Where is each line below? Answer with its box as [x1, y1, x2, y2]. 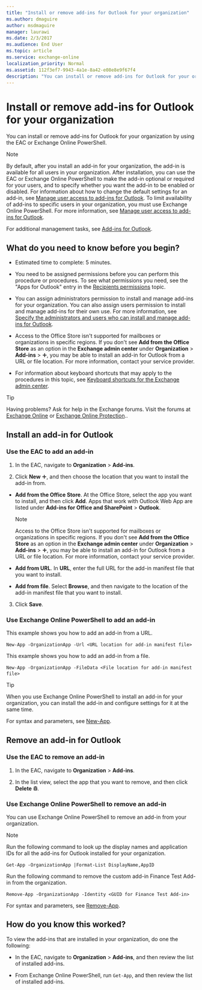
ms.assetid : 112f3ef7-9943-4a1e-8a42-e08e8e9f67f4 [6, 67, 136, 73]
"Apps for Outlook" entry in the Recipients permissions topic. [14, 283, 166, 290]
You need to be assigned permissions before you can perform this [14, 271, 179, 278]
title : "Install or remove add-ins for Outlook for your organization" [6, 10, 189, 16]
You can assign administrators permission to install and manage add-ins [14, 295, 194, 302]
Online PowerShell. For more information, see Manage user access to [6, 207, 178, 215]
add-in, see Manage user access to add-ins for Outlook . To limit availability [6, 195, 192, 202]
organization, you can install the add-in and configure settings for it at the [6, 700, 189, 707]
